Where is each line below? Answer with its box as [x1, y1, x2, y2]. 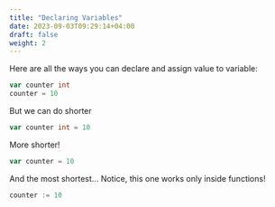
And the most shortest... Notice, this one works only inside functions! [9, 173, 266, 183]
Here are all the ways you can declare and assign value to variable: [9, 63, 259, 74]
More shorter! [9, 139, 60, 150]
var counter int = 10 [9, 123, 91, 132]
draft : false [9, 30, 59, 39]
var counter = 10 [9, 156, 75, 165]
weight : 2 [9, 38, 47, 48]
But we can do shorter [9, 106, 92, 116]
